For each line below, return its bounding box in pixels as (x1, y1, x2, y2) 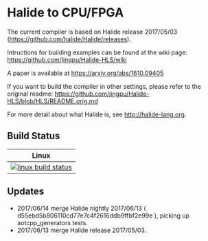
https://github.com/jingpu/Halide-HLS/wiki (7, 55, 127, 63)
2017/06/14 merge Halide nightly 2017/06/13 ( (16, 204, 146, 212)
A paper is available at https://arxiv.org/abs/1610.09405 (7, 69, 164, 77)
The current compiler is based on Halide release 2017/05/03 (7, 28, 178, 36)
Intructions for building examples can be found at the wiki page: (7, 48, 187, 56)
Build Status (7, 130, 60, 142)
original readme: (7, 90, 54, 98)
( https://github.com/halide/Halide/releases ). (7, 34, 132, 43)
